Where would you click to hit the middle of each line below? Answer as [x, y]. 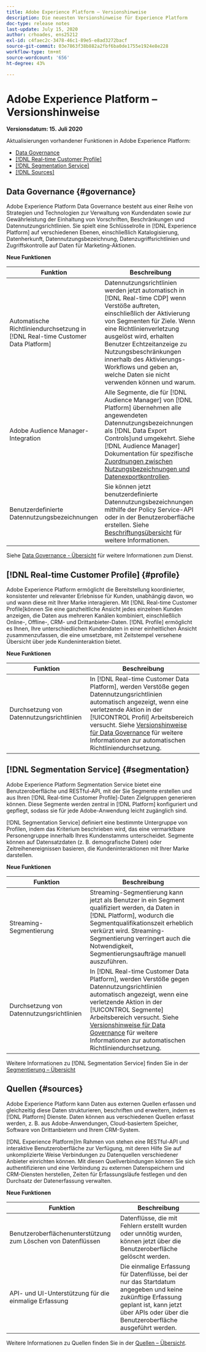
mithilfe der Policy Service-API [149, 510]
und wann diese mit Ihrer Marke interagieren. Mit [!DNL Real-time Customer [102, 603]
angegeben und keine [151, 1289]
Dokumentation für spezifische [149, 454]
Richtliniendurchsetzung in [48, 329]
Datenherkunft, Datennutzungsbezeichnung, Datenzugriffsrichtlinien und [98, 239]
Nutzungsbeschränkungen [143, 352]
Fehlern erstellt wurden [153, 1226]
